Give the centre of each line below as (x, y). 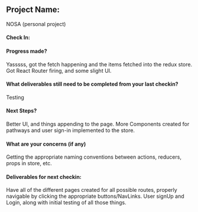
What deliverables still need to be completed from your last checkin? (92, 84)
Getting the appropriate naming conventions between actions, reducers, (94, 157)
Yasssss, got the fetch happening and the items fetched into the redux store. (99, 64)
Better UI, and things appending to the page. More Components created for (98, 124)
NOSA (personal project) (36, 24)
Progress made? (27, 51)
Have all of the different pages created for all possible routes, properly (92, 190)
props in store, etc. (29, 163)
